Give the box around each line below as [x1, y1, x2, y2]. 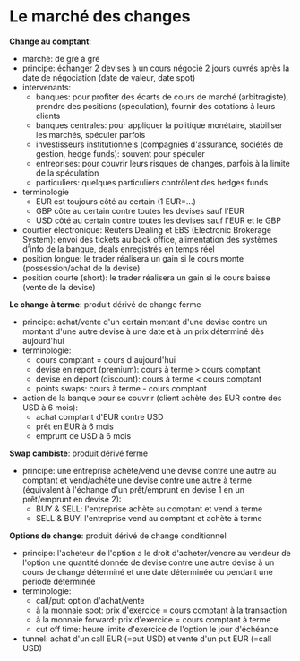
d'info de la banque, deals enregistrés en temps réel [21, 244, 215, 254]
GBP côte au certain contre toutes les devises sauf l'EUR [35, 205, 244, 216]
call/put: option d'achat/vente [35, 595, 145, 605]
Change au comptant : [9, 36, 92, 47]
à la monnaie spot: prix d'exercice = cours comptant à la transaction [35, 605, 287, 615]
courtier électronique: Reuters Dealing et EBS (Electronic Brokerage [21, 224, 271, 235]
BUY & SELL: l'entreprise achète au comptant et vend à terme [35, 503, 263, 514]
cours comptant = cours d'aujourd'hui [35, 354, 176, 365]
